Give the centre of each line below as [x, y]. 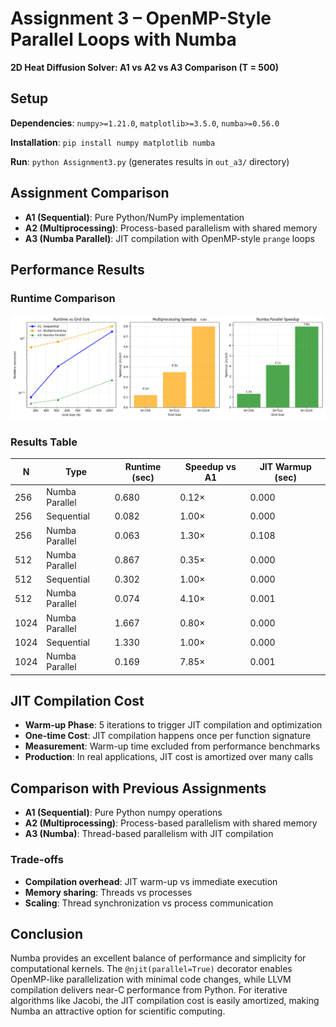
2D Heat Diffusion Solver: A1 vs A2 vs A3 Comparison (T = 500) [145, 67]
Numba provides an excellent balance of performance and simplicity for [158, 958]
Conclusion [47, 933]
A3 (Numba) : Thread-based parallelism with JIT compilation [149, 834]
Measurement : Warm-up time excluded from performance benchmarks [172, 746]
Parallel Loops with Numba [123, 39]
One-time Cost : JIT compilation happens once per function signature [168, 736]
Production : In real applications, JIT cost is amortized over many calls [169, 757]
